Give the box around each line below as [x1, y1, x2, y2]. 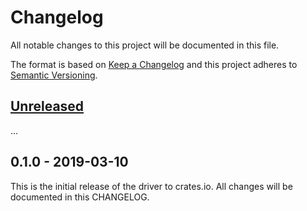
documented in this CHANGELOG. [10, 191, 150, 203]
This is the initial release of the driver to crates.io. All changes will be [10, 180, 293, 192]
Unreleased [10, 98, 85, 115]
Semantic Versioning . [10, 69, 98, 81]
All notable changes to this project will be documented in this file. [10, 39, 280, 51]
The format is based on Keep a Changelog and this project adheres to [10, 58, 298, 70]
